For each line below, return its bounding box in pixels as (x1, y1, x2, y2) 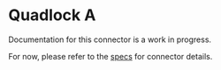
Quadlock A (8, 5, 96, 25)
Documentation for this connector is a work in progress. (8, 34, 212, 45)
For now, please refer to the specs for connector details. (8, 51, 213, 61)
